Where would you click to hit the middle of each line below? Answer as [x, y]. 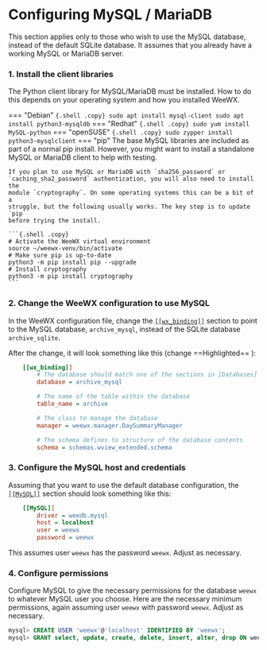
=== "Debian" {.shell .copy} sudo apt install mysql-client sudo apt [126, 115]
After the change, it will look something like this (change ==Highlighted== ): [132, 353]
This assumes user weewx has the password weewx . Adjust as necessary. [125, 553]
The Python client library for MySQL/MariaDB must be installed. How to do [130, 91]
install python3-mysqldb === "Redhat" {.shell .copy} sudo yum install [129, 124]
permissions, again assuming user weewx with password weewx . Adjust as [126, 607]
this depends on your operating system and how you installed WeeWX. [124, 100]
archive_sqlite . [35, 337]
